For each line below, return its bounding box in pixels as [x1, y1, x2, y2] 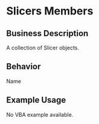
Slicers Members [6, 4, 94, 18]
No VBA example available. [6, 111, 74, 118]
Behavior [6, 61, 41, 72]
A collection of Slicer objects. [6, 44, 80, 51]
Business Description [6, 28, 89, 39]
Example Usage [6, 95, 66, 105]
